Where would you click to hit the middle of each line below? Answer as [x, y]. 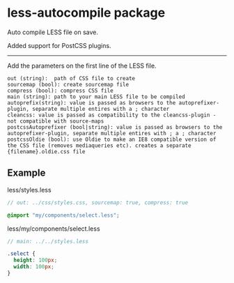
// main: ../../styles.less [48, 241]
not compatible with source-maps [56, 121]
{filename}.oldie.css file [46, 151]
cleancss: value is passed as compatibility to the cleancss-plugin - [112, 115]
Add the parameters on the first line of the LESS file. [82, 66]
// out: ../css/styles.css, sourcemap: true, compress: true [98, 202]
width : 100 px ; [34, 267]
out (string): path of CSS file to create [71, 78]
